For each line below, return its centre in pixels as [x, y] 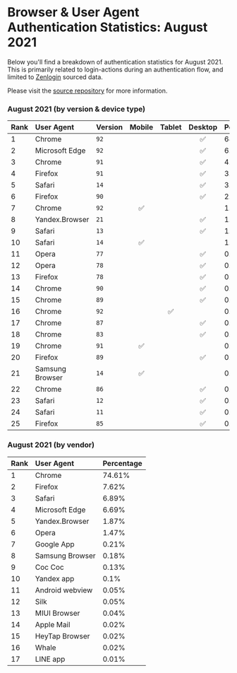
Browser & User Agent [73, 12]
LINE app [50, 659]
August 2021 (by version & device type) [77, 109]
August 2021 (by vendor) [51, 445]
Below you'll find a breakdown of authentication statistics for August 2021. [115, 62]
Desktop [203, 127]
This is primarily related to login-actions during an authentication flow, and [115, 69]
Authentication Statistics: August [108, 27]
